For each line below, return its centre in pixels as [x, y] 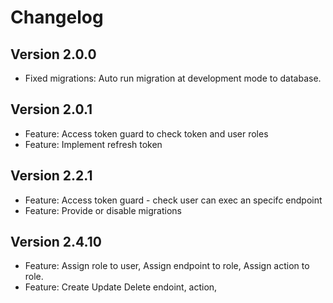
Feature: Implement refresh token [93, 144]
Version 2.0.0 [53, 54]
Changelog [57, 17]
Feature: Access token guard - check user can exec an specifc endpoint [173, 200]
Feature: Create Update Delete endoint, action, [121, 287]
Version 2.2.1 [51, 176]
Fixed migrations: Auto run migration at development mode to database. [173, 78]
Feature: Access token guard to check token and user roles [146, 133]
